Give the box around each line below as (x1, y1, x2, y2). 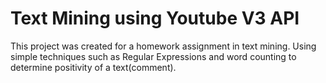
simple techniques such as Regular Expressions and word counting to (10, 50, 297, 62)
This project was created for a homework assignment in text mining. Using (10, 40, 317, 52)
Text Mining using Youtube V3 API (10, 7, 300, 30)
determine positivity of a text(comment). (10, 61, 177, 73)
